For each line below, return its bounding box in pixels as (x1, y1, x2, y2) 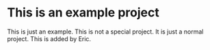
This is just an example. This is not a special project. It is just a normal (7, 27, 204, 36)
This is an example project (7, 5, 159, 21)
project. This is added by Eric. (7, 34, 91, 42)
